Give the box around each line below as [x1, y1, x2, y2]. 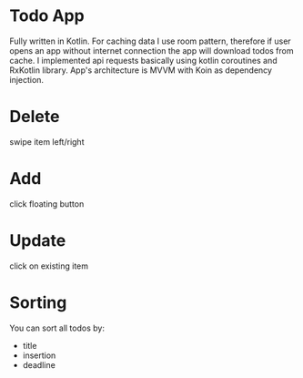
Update [9, 230, 66, 250]
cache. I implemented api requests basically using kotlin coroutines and [9, 55, 278, 66]
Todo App [9, 5, 85, 26]
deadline [22, 359, 56, 370]
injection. [9, 74, 44, 85]
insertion [22, 350, 56, 361]
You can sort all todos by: [9, 322, 105, 333]
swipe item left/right [9, 136, 85, 147]
